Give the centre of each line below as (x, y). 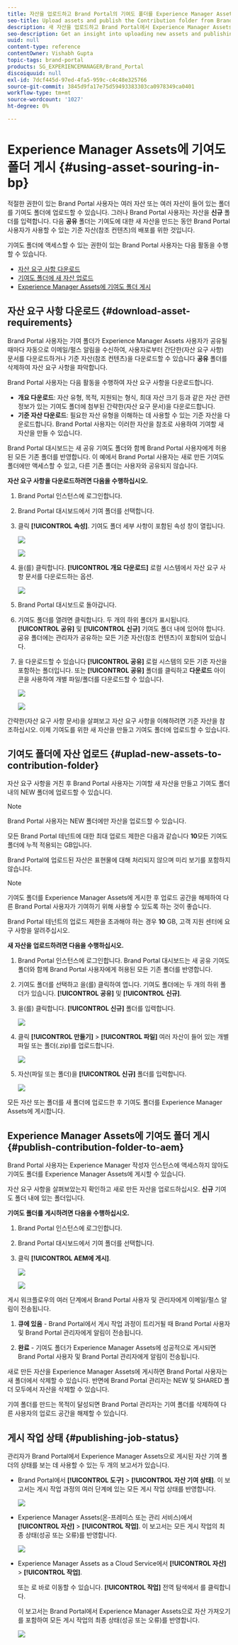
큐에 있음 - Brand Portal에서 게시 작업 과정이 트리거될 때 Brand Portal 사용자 (124, 1324)
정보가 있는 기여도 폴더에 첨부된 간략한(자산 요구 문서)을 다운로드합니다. (116, 406)
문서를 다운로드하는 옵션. (59, 576)
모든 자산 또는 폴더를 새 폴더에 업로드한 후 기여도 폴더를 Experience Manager (115, 1102)
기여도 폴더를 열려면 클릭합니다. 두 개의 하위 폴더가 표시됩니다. (103, 619)
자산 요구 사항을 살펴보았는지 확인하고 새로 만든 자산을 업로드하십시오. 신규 (110, 1189)
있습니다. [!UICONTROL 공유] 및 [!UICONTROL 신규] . (106, 994)
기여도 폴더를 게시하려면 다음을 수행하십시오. (68, 1213)
